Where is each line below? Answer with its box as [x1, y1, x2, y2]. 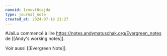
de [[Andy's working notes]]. [5, 35, 65, 41]
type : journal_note [5, 12, 46, 17]
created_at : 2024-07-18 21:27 [5, 16, 69, 21]
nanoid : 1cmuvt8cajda [5, 7, 51, 12]
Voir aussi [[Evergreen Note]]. [5, 45, 67, 51]
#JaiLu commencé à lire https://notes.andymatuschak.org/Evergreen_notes [5, 30, 162, 36]
